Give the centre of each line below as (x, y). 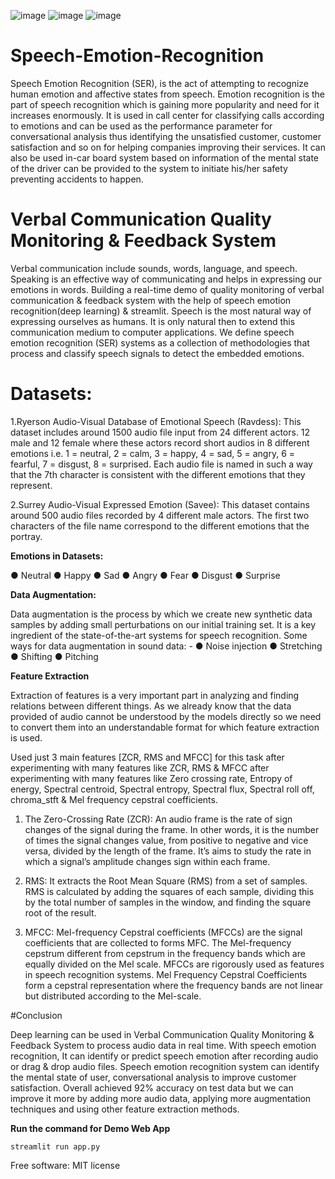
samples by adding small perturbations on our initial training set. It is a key (163, 624)
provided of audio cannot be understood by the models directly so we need (166, 716)
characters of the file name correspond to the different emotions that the (160, 526)
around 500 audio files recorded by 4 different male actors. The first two (160, 515)
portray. (26, 536)
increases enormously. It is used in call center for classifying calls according (167, 115)
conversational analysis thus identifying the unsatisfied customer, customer (166, 136)
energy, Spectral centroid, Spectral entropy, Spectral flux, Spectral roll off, (162, 789)
